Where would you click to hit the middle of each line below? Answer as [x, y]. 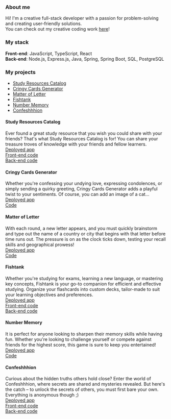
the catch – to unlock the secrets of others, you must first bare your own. [82, 389]
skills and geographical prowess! [40, 244]
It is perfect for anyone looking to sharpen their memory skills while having [84, 334]
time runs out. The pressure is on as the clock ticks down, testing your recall [86, 239]
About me [18, 7]
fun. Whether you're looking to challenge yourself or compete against [78, 339]
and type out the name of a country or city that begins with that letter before [86, 234]
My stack [17, 42]
